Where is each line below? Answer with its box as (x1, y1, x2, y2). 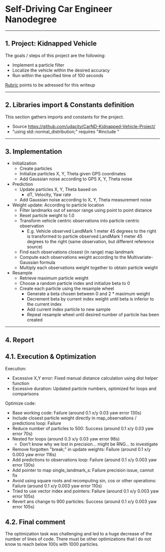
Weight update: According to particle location (12, 202, 105, 208)
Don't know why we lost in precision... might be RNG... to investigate (19, 441, 158, 447)
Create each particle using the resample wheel (19, 286, 114, 292)
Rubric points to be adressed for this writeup (5, 82, 96, 88)
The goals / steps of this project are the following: (5, 53, 106, 58)
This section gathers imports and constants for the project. (5, 114, 124, 120)
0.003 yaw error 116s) (12, 451, 56, 457)
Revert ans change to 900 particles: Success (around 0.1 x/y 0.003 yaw (12, 498, 157, 504)
